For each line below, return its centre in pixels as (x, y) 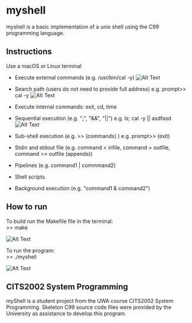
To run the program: (30, 250)
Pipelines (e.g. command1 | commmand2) (65, 165)
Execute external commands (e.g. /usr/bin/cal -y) (74, 77)
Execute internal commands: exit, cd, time (66, 107)
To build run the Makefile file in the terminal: (60, 221)
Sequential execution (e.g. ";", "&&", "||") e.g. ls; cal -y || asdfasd (93, 118)
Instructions (29, 52)
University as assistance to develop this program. (66, 314)
